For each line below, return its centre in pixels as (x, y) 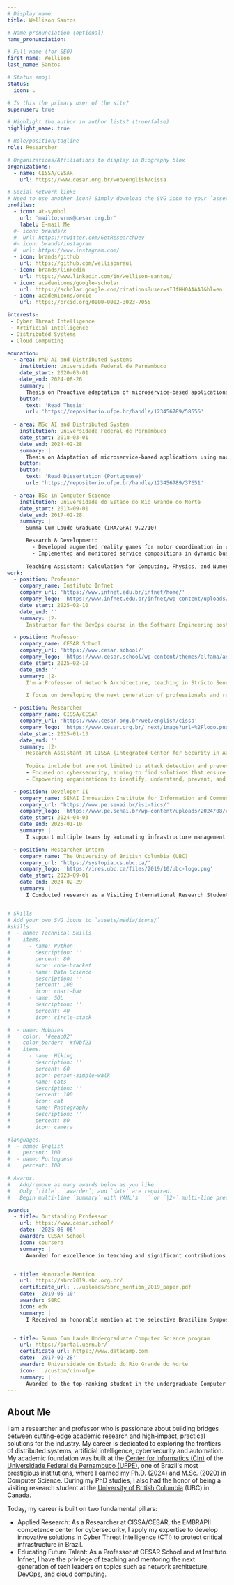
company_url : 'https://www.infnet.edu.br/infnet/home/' (103, 592)
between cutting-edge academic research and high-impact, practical (106, 1436)
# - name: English (36, 1146)
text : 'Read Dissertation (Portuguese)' (85, 477)
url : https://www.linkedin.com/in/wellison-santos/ (96, 276)
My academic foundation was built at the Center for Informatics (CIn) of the (115, 1458)
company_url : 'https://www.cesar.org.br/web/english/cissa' (109, 721)
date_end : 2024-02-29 (51, 882)
